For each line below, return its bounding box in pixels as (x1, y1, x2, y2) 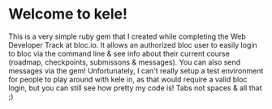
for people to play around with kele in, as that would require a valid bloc (8, 74, 248, 84)
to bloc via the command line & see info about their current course (8, 48, 230, 58)
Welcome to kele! (8, 5, 128, 23)
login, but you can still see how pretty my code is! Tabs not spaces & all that (8, 82, 262, 93)
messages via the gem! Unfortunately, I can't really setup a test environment (8, 65, 264, 75)
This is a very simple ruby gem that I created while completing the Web (8, 31, 246, 41)
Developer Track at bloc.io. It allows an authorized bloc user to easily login (8, 40, 257, 49)
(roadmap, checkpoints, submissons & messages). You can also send (8, 57, 241, 67)
